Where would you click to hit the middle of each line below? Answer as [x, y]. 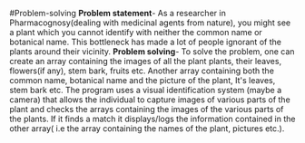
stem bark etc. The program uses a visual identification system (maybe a [146, 90]
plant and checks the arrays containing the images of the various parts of [147, 109]
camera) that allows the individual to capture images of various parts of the [150, 100]
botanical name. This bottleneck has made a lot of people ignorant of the [145, 42]
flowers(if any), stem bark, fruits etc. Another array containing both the [142, 71]
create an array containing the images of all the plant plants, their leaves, [146, 61]
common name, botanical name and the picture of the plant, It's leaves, [143, 80]
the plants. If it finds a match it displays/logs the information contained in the [152, 119]
